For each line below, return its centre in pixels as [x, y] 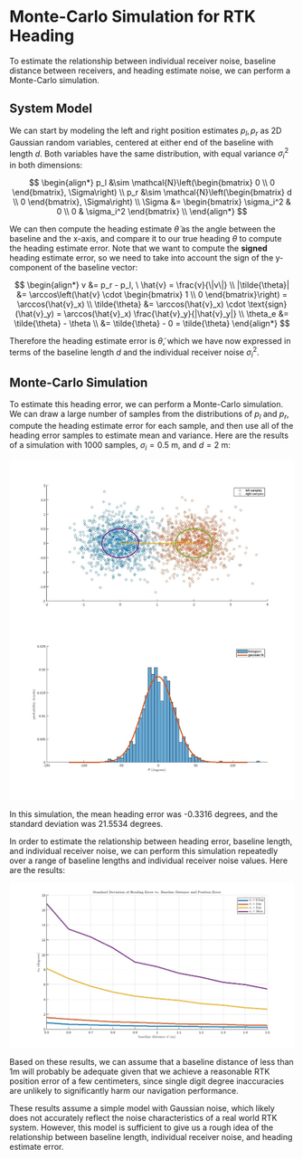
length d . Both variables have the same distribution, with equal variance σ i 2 [149, 153]
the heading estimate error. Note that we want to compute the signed [139, 248]
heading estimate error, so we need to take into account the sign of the [142, 258]
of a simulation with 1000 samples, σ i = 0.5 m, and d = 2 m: [120, 446]
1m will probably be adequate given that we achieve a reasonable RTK [140, 1072]
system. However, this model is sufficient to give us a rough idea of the [142, 1127]
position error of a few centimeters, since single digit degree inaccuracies [147, 1081]
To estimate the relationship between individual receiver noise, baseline [142, 61]
